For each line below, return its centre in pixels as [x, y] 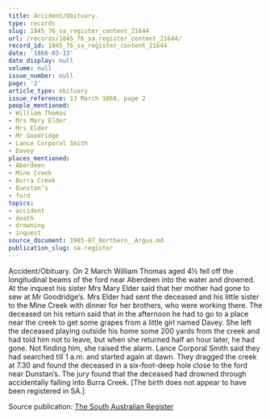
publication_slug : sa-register [61, 248]
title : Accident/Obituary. [54, 16]
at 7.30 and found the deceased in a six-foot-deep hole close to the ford [128, 365]
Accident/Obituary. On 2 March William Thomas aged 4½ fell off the [121, 271]
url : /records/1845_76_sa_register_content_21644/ [95, 38]
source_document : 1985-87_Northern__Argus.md [86, 241]
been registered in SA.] [47, 391]
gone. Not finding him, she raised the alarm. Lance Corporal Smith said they [134, 348]
